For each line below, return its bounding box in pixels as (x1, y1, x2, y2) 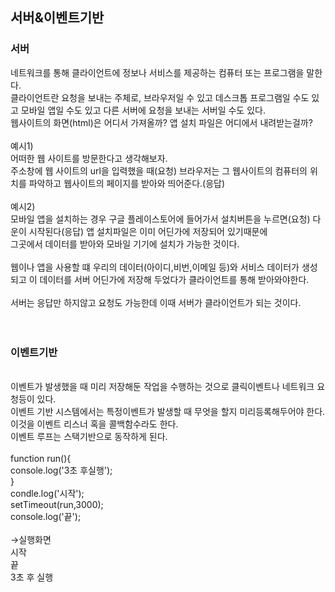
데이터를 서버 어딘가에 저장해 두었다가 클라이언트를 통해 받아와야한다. (39, 273, 310, 285)
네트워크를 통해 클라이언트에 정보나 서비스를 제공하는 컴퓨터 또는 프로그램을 (10, 66, 305, 78)
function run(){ (10, 452, 72, 464)
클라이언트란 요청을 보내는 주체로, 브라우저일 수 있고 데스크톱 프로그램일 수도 (10, 91, 310, 103)
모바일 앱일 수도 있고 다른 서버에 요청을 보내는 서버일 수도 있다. (20, 104, 266, 116)
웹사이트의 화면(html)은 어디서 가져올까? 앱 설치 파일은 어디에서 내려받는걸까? (10, 116, 313, 128)
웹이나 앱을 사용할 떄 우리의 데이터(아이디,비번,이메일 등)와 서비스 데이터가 (10, 261, 300, 273)
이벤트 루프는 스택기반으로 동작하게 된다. (10, 430, 168, 442)
